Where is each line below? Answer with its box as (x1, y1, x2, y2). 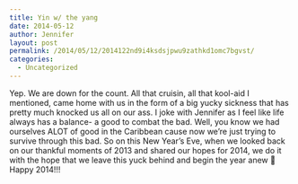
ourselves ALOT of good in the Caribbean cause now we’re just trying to (9, 126, 276, 136)
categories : (9, 55, 54, 64)
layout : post (9, 38, 58, 48)
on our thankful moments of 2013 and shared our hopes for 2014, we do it (9, 145, 282, 155)
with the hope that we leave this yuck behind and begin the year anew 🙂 (9, 154, 276, 165)
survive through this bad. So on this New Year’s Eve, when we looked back (9, 136, 285, 146)
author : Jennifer (9, 30, 74, 39)
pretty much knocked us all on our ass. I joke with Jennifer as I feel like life (9, 107, 285, 118)
